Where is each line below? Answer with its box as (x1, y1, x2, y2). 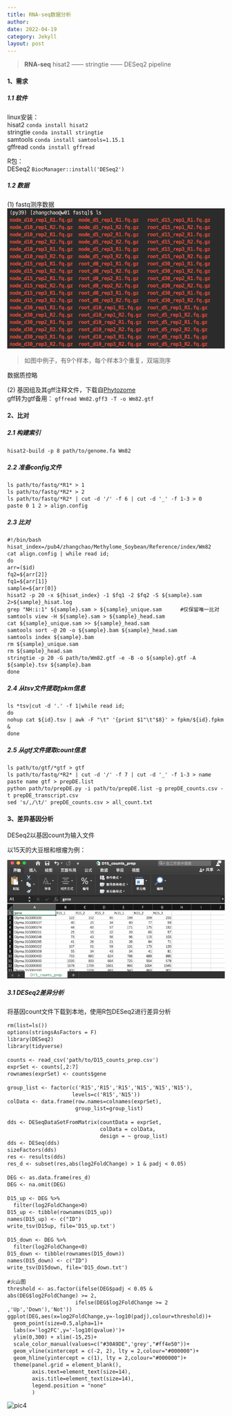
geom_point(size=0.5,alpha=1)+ (13, 1320, 104, 1327)
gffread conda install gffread (7, 142, 95, 151)
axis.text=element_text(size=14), (32, 1368, 131, 1375)
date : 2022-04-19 (7, 26, 57, 33)
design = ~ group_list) (99, 1132, 168, 1139)
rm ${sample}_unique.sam (7, 641, 79, 648)
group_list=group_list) (75, 1105, 144, 1112)
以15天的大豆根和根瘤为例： (7, 846, 86, 854)
